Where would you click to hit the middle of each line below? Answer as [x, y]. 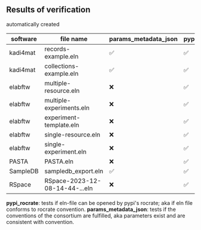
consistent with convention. [40, 222]
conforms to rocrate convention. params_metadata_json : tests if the [91, 209]
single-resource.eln [72, 135]
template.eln [62, 125]
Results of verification [48, 10]
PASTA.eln [59, 161]
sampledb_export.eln [74, 171]
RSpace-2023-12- [73, 181]
